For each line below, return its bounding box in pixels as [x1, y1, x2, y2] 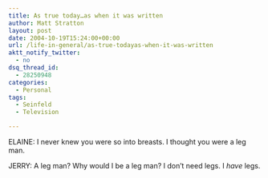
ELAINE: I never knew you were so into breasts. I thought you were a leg [8, 137, 246, 146]
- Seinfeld [15, 101, 52, 109]
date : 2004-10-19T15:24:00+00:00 [8, 34, 120, 42]
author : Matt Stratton [8, 19, 84, 27]
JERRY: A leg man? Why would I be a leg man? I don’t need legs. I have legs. [8, 161, 261, 170]
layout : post [8, 26, 52, 34]
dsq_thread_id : [8, 64, 59, 72]
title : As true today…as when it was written [8, 11, 163, 20]
